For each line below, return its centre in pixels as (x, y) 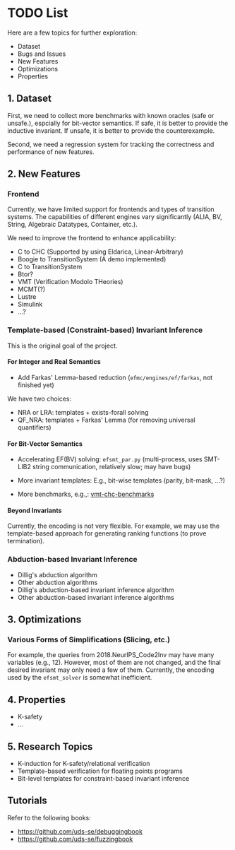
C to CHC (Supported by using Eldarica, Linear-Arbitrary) (100, 252)
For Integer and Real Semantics (54, 362)
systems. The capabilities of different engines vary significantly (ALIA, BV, (115, 217)
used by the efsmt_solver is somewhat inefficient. (80, 678)
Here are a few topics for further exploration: (72, 33)
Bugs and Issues (42, 54)
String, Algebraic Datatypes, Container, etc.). (72, 225)
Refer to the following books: (49, 817)
